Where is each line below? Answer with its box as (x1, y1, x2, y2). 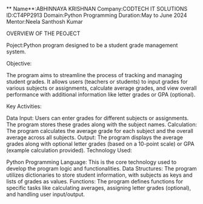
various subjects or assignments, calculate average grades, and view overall (6, 84, 197, 92)
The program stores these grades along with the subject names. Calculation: (6, 121, 198, 128)
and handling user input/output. (6, 191, 85, 198)
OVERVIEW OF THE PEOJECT (6, 30, 81, 37)
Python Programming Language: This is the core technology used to (6, 158, 177, 166)
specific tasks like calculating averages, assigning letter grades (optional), (6, 185, 191, 191)
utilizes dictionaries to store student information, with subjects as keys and (6, 171, 193, 178)
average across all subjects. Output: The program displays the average (6, 134, 184, 141)
